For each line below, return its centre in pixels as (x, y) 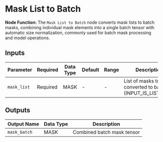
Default (90, 70)
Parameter (20, 70)
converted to (138, 87)
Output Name (23, 124)
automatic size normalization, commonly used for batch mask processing (78, 32)
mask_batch (20, 132)
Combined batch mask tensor (106, 132)
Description (106, 124)
